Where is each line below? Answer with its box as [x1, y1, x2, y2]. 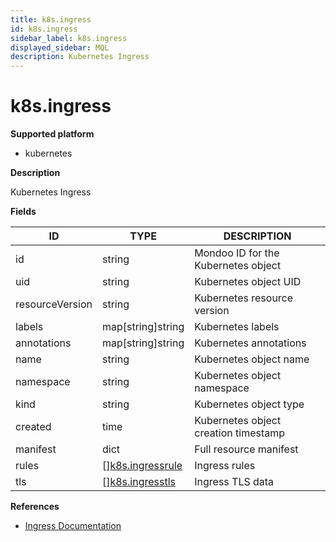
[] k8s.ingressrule [101, 459, 183, 473]
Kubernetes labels [194, 320, 280, 334]
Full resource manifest [194, 442, 299, 456]
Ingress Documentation [24, 520, 122, 532]
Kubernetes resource [194, 291, 294, 305]
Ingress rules [194, 459, 256, 473]
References [10, 501, 60, 513]
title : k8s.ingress [10, 14, 92, 25]
